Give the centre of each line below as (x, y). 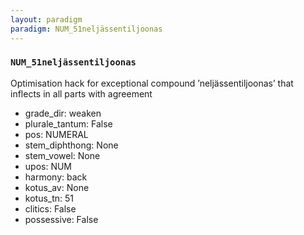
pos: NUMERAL (56, 134)
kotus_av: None (57, 187)
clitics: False (50, 208)
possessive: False (61, 219)
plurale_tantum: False (68, 123)
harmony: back (56, 177)
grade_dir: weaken (63, 113)
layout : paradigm (46, 19)
